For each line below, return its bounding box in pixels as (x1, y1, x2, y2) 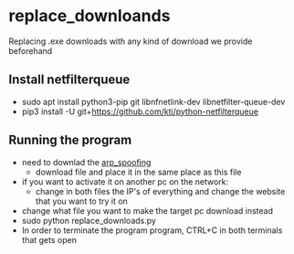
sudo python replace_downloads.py (21, 215, 157, 226)
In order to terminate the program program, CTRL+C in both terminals (21, 225, 283, 236)
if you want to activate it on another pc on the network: (21, 175, 229, 187)
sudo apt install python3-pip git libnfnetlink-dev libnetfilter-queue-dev (21, 96, 286, 107)
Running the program (8, 132, 132, 148)
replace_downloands (8, 5, 171, 26)
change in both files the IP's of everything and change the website (35, 185, 286, 196)
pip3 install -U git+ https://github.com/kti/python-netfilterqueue (21, 106, 259, 117)
